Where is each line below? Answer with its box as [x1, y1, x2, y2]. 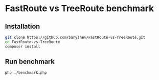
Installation [5, 22, 40, 31]
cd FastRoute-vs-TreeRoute [5, 39, 60, 44]
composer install [5, 44, 41, 49]
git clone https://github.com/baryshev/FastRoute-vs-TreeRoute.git [5, 35, 146, 40]
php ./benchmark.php [5, 70, 47, 75]
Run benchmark [5, 58, 55, 66]
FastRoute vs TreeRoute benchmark [5, 3, 154, 14]
